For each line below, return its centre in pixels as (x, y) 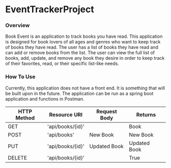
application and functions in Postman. (45, 99)
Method (25, 117)
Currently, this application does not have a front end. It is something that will (85, 88)
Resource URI (66, 114)
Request (107, 111)
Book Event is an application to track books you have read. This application (84, 36)
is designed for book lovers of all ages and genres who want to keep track (83, 42)
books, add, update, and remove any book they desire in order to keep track (85, 58)
